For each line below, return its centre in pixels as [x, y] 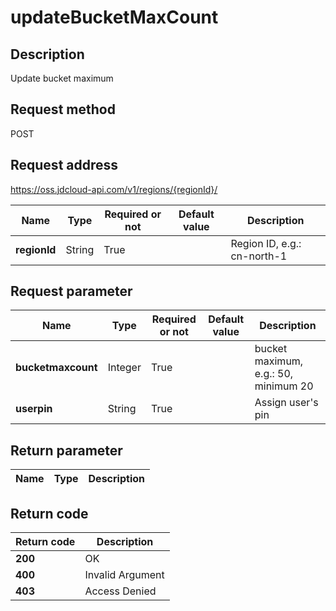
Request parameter [71, 291]
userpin [34, 409]
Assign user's [286, 403]
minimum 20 [284, 386]
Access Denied [120, 591]
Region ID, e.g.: [266, 243]
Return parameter [66, 450]
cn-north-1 [259, 256]
